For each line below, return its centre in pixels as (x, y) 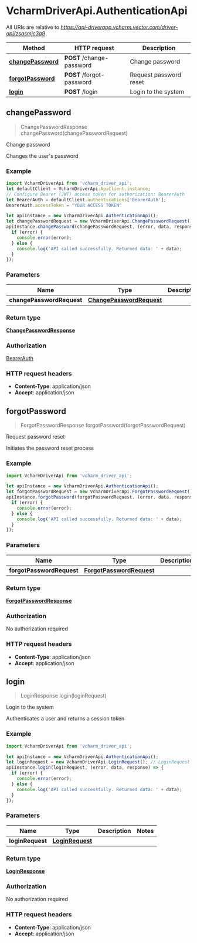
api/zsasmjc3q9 (26, 33)
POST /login (81, 91)
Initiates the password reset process (50, 448)
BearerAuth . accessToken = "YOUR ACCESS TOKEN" (64, 205)
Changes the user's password (42, 156)
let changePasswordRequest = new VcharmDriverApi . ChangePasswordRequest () (99, 221)
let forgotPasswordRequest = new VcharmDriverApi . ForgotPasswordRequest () (99, 492)
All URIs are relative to (33, 27)
